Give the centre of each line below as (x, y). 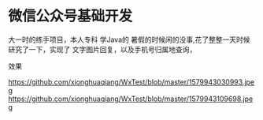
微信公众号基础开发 (70, 16)
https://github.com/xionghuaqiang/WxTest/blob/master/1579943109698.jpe (131, 99)
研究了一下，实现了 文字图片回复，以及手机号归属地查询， (102, 49)
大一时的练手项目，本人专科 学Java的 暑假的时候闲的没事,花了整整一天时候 (129, 39)
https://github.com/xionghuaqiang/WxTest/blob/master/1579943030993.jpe (131, 82)
